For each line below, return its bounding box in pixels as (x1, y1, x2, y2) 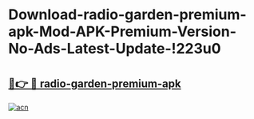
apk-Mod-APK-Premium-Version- (8, 22, 237, 41)
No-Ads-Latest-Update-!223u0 (8, 40, 221, 58)
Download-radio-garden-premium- (8, 6, 247, 24)
